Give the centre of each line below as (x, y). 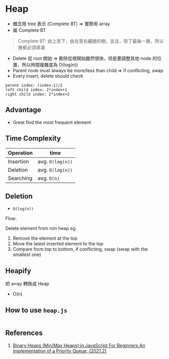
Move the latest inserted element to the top (58, 244)
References (24, 333)
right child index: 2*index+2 (38, 94)
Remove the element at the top (45, 238)
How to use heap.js (36, 310)
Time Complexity (33, 139)
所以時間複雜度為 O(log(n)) (50, 65)
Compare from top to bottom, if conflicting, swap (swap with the (80, 249)
